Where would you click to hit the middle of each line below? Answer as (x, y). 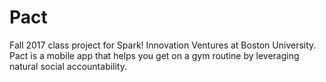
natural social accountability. (68, 66)
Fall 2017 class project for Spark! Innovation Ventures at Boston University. (163, 45)
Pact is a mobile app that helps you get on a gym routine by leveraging (154, 55)
